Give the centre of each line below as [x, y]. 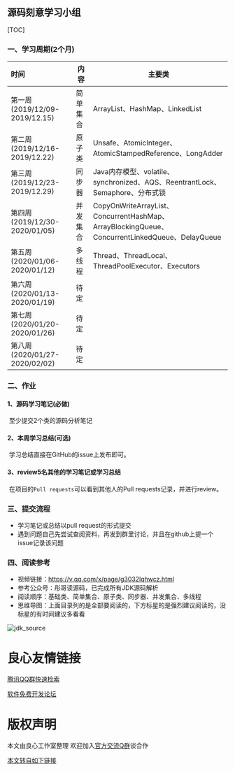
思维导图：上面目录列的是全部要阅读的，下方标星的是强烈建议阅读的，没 [121, 605]
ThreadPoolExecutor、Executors [147, 266]
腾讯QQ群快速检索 [34, 679]
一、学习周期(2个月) [41, 49]
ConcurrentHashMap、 [131, 217]
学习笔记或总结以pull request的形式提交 [74, 525]
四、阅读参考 [29, 563]
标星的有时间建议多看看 [51, 614]
